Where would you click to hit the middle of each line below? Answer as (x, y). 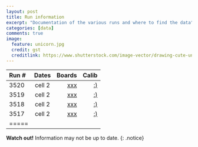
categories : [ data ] (30, 28)
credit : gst (26, 50)
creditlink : (26, 55)
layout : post (22, 11)
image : (14, 39)
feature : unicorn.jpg (38, 45)
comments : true (25, 34)
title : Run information (35, 17)
